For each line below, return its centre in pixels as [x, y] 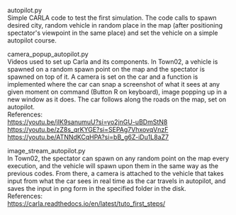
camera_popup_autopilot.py [48, 54]
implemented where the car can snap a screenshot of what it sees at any [114, 84]
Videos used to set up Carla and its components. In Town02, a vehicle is [113, 62]
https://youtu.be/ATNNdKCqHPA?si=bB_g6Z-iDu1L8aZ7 [88, 137]
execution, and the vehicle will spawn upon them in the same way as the [113, 166]
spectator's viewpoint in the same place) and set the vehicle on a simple [113, 33]
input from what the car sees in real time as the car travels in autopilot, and [117, 181]
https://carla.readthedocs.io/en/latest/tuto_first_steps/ [86, 204]
